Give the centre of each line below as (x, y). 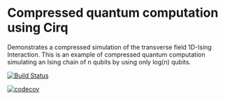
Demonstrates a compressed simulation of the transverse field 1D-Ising (109, 47)
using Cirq (38, 28)
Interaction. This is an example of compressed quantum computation (106, 55)
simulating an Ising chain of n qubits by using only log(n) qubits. (99, 62)
